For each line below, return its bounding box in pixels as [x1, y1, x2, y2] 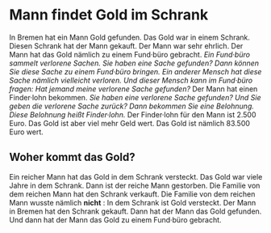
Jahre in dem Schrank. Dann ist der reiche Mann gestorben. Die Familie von [9, 180, 261, 190]
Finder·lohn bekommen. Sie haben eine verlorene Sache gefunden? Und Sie [9, 92, 261, 102]
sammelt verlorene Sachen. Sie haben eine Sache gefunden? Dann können [9, 58, 260, 68]
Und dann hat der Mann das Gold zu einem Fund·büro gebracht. [9, 214, 222, 224]
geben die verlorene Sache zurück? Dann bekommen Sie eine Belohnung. [9, 101, 255, 111]
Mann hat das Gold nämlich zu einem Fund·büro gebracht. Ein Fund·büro [9, 49, 251, 59]
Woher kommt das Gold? [9, 150, 135, 164]
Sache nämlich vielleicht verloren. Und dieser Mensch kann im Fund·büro [9, 75, 253, 85]
